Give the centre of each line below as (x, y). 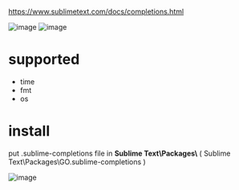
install (29, 131)
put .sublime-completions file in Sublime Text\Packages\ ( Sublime (119, 153)
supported (44, 60)
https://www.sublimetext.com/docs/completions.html (96, 12)
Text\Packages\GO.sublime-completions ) (77, 162)
